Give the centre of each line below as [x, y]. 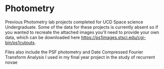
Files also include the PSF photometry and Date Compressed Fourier [74, 52]
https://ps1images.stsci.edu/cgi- [113, 37]
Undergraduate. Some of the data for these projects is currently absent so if [82, 27]
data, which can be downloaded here [43, 37]
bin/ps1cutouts [20, 42]
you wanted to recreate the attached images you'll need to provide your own [82, 32]
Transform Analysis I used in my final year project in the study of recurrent [80, 57]
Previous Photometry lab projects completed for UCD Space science [74, 22]
